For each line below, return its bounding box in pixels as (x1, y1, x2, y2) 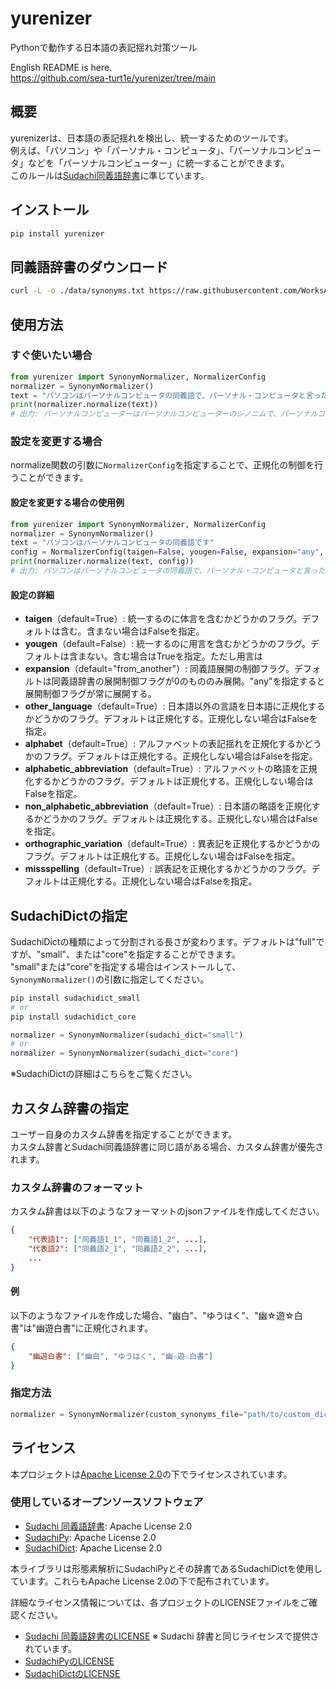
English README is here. (10, 61, 113, 73)
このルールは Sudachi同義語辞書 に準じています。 (10, 169, 210, 181)
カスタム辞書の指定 (10, 1100, 129, 1117)
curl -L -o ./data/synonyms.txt (10, 286, 145, 296)
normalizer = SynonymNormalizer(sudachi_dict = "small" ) (10, 1030, 244, 1040)
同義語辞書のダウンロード (10, 258, 168, 276)
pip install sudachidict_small (10, 993, 141, 1003)
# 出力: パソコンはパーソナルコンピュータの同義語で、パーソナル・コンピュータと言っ (10, 566, 318, 576)
